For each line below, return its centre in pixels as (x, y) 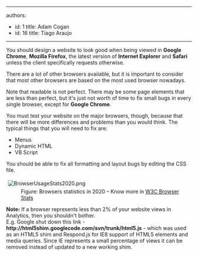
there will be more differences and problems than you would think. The (92, 122)
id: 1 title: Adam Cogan (42, 27)
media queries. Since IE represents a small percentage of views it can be (94, 241)
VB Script (26, 152)
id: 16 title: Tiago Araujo (43, 33)
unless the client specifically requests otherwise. (65, 62)
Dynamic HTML (34, 146)
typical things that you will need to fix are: (57, 128)
